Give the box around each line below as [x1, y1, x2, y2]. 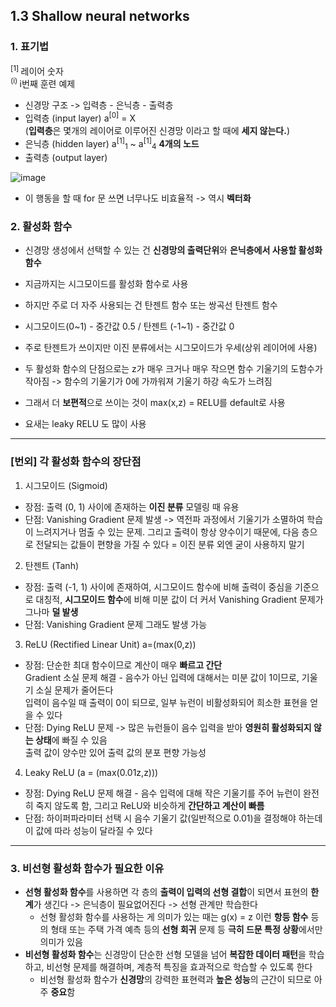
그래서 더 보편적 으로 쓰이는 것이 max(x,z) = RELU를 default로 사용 [24, 397, 286, 409]
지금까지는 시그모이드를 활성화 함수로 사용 [24, 278, 189, 290]
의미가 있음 [39, 936, 83, 948]
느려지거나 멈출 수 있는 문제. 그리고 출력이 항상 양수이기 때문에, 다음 [35, 525, 300, 538]
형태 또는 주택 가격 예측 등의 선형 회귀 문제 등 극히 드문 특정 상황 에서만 [50, 924, 323, 935]
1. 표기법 [10, 40, 50, 54]
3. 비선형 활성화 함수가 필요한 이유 [10, 861, 165, 875]
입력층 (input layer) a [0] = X [24, 110, 137, 124]
